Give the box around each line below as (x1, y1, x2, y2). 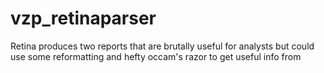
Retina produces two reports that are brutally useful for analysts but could (10, 40, 315, 52)
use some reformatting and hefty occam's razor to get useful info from (10, 50, 302, 62)
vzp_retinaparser (10, 7, 157, 30)
